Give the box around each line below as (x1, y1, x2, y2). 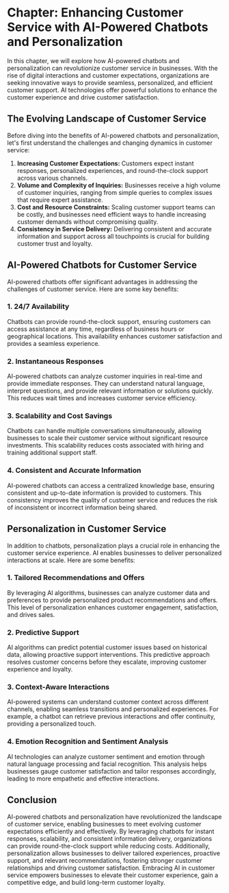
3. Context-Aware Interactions (7, 682, 110, 692)
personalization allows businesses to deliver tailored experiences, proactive (7, 849, 221, 857)
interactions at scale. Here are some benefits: (7, 556, 135, 564)
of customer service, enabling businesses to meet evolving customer (7, 820, 202, 828)
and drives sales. (7, 610, 55, 618)
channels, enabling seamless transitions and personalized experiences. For (7, 705, 219, 713)
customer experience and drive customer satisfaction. (7, 93, 159, 101)
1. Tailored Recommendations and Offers (7, 573, 145, 583)
